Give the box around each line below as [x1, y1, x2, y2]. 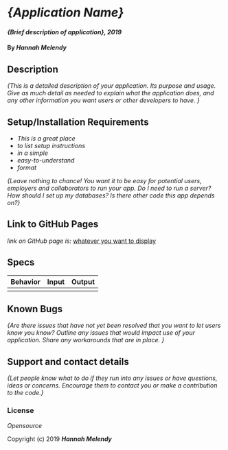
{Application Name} [7, 5, 124, 21]
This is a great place [16, 134, 76, 142]
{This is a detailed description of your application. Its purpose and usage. [7, 82, 216, 90]
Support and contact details [7, 355, 129, 368]
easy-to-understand [16, 156, 75, 164]
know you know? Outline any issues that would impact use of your [7, 329, 196, 337]
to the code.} [7, 389, 44, 397]
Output [71, 276, 95, 286]
